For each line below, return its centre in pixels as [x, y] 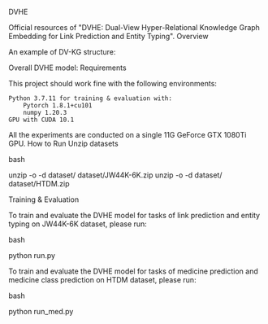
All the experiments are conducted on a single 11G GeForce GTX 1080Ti [128, 135]
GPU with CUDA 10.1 [41, 120]
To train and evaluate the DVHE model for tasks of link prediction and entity [134, 215]
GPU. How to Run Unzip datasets [64, 143]
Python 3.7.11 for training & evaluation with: [91, 99]
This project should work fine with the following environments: [113, 83]
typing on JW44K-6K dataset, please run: [78, 224]
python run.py [32, 255]
